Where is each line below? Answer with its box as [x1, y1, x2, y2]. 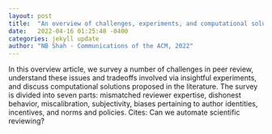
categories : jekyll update [8, 34, 100, 43]
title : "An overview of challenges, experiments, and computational [8, 19, 249, 28]
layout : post [8, 11, 53, 20]
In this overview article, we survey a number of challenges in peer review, [8, 64, 253, 74]
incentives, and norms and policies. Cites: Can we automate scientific [8, 107, 240, 118]
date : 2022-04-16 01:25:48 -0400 [8, 27, 129, 35]
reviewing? [8, 116, 45, 126]
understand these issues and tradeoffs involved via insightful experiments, [8, 73, 257, 83]
